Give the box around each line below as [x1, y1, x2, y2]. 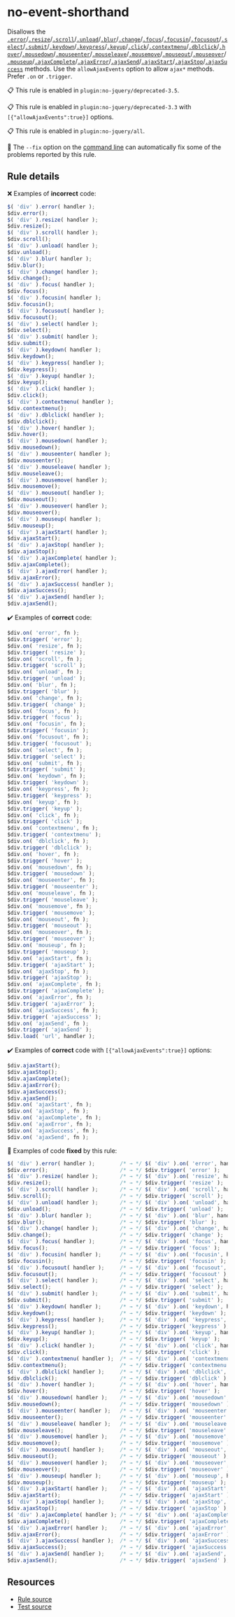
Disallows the [7, 27, 46, 36]
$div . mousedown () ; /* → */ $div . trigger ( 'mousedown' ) [7, 1401, 230, 1408]
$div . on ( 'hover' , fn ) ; [7, 850, 80, 857]
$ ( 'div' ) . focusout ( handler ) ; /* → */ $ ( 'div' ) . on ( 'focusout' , [7, 1264, 227, 1271]
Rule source [17, 1595, 52, 1603]
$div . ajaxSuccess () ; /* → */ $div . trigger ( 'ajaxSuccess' [7, 1544, 230, 1551]
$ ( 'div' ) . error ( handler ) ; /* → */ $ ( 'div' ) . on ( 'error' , [7, 1160, 218, 1167]
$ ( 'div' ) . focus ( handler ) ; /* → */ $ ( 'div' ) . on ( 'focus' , [7, 1238, 218, 1245]
